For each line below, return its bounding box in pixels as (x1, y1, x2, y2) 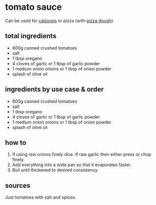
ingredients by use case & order (5, 85, 104, 94)
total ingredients (5, 32, 57, 40)
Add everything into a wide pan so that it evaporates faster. (12, 162, 132, 168)
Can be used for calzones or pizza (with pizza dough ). (5, 18, 114, 24)
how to (5, 138, 26, 147)
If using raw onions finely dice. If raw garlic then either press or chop (12, 152, 152, 157)
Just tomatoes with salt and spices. (5, 194, 77, 200)
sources (5, 181, 31, 190)
